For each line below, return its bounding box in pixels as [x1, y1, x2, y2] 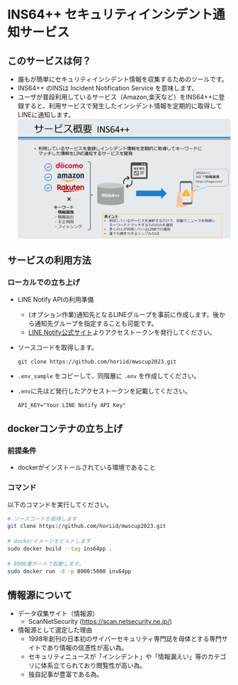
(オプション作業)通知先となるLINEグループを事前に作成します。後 [28, 310, 220, 318]
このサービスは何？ [7, 55, 91, 67]
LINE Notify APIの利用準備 [17, 295, 94, 303]
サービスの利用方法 [7, 254, 91, 266]
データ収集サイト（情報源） [17, 609, 99, 618]
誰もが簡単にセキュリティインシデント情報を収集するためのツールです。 [17, 75, 228, 83]
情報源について [7, 589, 73, 601]
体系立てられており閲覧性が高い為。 [40, 662, 147, 670]
